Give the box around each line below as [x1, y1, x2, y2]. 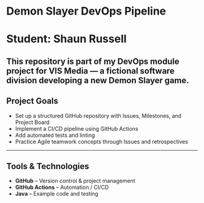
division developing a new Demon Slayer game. [6, 75, 189, 86]
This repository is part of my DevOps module [6, 56, 180, 66]
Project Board [15, 119, 50, 126]
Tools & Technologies [6, 161, 89, 171]
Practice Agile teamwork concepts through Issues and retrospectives [15, 138, 188, 145]
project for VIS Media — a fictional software [6, 66, 175, 76]
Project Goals [6, 96, 59, 106]
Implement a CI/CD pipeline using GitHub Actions [15, 125, 138, 132]
